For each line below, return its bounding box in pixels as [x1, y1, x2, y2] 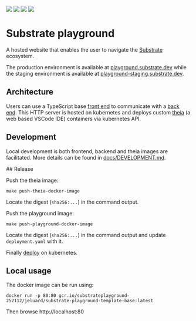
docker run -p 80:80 [6, 293, 57, 299]
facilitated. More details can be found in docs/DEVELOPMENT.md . [6, 154, 166, 161]
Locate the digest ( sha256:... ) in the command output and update [6, 231, 166, 238]
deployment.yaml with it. [6, 238, 63, 245]
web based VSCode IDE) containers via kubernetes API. [6, 115, 141, 122]
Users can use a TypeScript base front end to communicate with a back [6, 103, 180, 110]
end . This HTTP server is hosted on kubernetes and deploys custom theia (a [6, 109, 191, 116]
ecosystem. [6, 52, 35, 59]
